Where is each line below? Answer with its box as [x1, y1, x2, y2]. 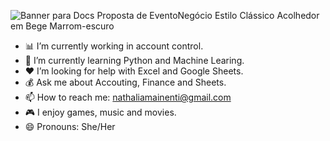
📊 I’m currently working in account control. [24, 40, 204, 52]
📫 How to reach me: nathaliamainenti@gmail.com [24, 91, 232, 103]
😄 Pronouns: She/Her [24, 121, 116, 132]
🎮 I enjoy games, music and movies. [24, 106, 177, 118]
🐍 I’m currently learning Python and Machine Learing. [24, 55, 245, 66]
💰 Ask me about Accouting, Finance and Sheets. [24, 76, 227, 88]
